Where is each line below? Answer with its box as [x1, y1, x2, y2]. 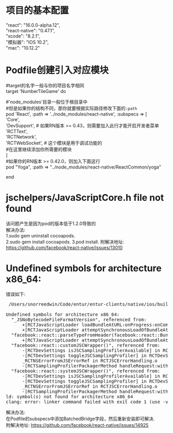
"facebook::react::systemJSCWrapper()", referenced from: [11, 368, 161, 374]
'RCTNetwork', [6, 134, 37, 140]
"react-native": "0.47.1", [6, 27, 55, 33]
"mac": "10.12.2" [6, 45, 40, 51]
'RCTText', [6, 128, 28, 134]
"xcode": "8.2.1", [6, 33, 41, 39]
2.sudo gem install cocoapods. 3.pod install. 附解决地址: [6, 238, 125, 244]
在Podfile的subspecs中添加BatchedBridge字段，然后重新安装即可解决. [6, 416, 155, 422]
